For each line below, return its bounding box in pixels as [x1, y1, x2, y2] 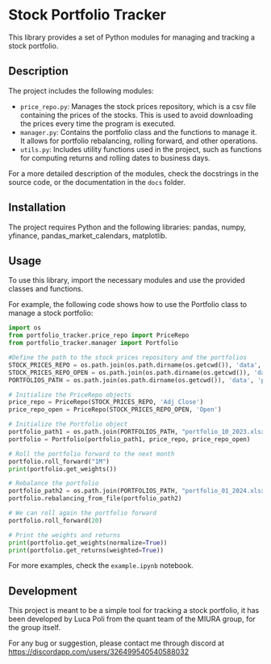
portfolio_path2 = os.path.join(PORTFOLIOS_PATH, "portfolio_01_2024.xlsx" [8, 487, 269, 495]
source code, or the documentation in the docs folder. [8, 177, 186, 187]
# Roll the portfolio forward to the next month [8, 450, 175, 458]
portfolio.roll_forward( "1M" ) [8, 457, 110, 465]
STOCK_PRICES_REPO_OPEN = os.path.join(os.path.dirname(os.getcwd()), [8, 368, 251, 376]
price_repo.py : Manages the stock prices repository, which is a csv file [19, 101, 256, 111]
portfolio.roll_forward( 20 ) [8, 516, 103, 524]
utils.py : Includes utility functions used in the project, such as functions [19, 144, 262, 154]
